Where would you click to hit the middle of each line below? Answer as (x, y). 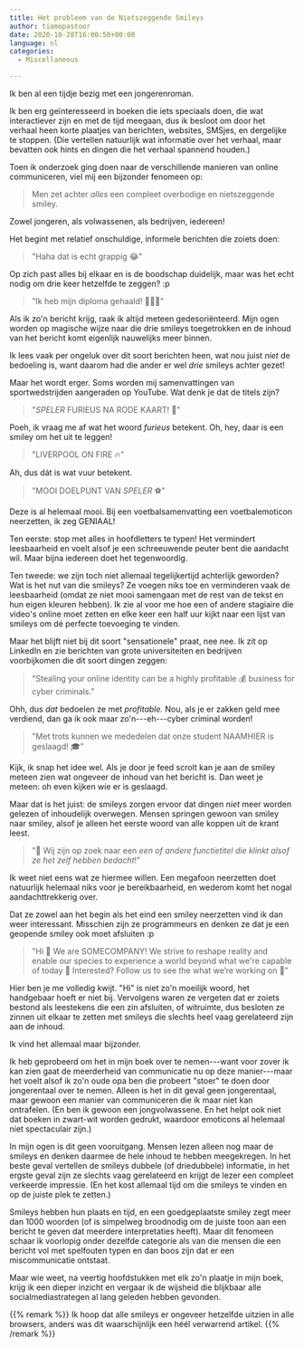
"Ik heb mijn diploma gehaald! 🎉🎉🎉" (98, 301)
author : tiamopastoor (50, 26)
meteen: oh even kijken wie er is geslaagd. (89, 787)
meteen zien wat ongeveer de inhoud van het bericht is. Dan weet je (137, 777)
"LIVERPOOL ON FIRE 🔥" (78, 454)
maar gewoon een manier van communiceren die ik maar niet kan (131, 1100)
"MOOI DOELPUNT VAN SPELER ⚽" (98, 491)
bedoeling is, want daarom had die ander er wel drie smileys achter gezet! (147, 365)
